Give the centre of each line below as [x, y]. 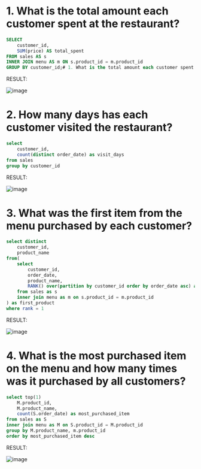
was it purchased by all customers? [96, 381]
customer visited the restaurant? [89, 128]
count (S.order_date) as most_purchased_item [73, 414]
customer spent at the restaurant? [93, 24]
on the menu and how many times [92, 368]
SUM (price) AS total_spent [51, 51]
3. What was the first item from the [94, 213]
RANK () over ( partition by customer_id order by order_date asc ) [109, 286]
